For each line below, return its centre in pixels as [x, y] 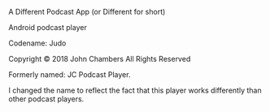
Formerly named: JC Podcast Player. [70, 75]
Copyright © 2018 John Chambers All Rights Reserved [100, 59]
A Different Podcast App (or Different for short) [87, 12]
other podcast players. [46, 99]
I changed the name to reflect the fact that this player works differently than [135, 90]
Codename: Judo [37, 43]
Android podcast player [48, 27]
